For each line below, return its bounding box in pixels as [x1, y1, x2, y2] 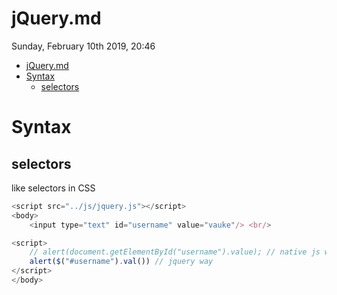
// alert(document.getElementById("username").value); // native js [29, 247, 321, 257]
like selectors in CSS [11, 182, 96, 194]
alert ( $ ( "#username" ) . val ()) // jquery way [29, 257, 214, 267]
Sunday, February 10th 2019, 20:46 [11, 40, 156, 52]
